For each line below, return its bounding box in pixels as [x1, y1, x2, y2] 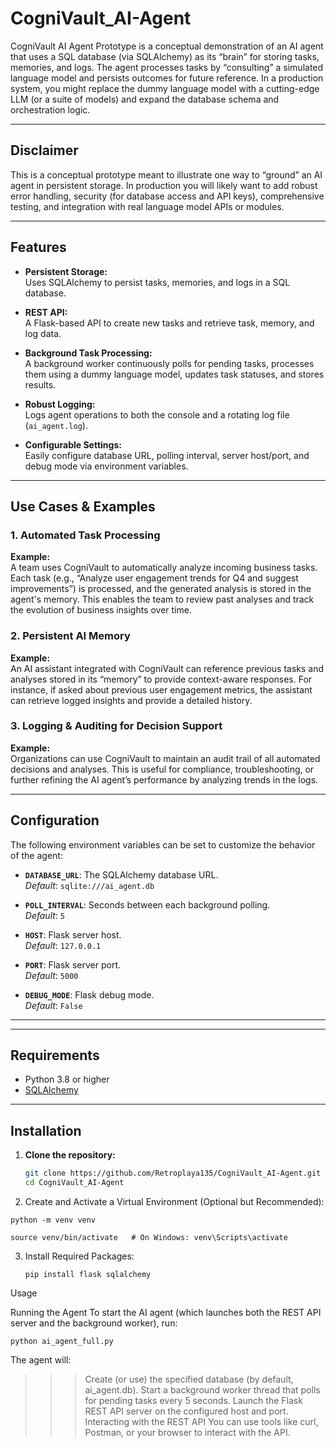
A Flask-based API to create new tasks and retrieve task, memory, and [24, 317, 315, 329]
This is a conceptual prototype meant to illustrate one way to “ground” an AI [10, 168, 323, 181]
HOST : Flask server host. [24, 928, 122, 941]
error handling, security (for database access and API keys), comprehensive [10, 190, 325, 202]
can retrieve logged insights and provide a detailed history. [10, 694, 253, 706]
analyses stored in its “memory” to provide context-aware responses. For [10, 673, 313, 685]
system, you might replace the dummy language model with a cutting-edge [10, 82, 320, 94]
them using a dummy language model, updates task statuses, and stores [24, 368, 325, 380]
